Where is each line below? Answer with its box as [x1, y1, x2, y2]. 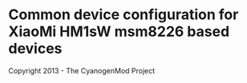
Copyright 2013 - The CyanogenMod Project [8, 65, 156, 75]
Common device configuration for [8, 6, 239, 24]
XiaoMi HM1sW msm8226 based [8, 22, 230, 41]
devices [8, 40, 63, 57]
